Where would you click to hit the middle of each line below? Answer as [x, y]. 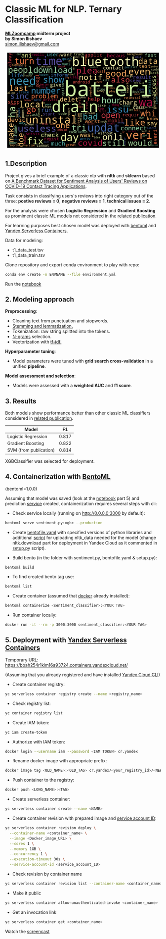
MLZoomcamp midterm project [38, 33]
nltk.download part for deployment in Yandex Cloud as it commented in [84, 543]
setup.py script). [29, 548]
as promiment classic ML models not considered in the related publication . [81, 216]
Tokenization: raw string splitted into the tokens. [61, 331]
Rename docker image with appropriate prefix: [60, 761]
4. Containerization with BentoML [58, 477]
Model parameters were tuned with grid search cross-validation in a [83, 361]
